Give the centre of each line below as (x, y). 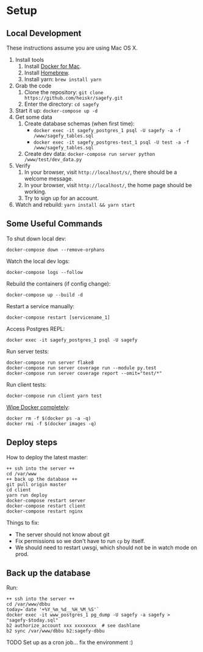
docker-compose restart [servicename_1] (59, 317)
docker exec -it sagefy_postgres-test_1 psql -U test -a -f (111, 143)
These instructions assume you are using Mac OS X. (72, 48)
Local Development (44, 33)
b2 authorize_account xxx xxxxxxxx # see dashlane (73, 626)
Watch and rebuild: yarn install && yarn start (75, 205)
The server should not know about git (62, 534)
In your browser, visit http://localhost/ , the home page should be (108, 185)
